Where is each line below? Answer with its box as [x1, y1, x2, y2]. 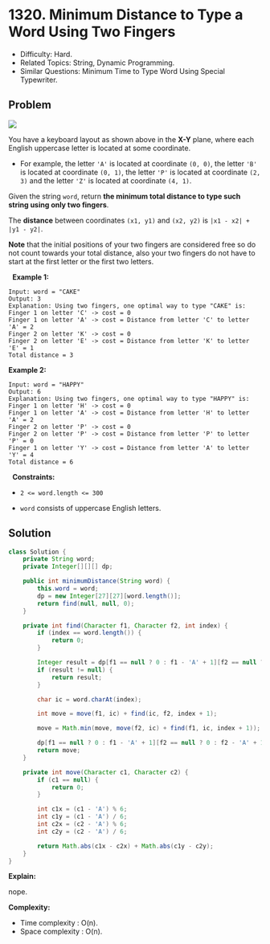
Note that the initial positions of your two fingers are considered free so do [8, 239, 256, 249]
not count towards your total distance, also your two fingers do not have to [8, 247, 256, 258]
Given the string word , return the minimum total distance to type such [8, 191, 241, 201]
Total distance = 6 [8, 458, 74, 466]
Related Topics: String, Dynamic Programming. [19, 58, 175, 67]
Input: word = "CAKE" [8, 288, 81, 296]
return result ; [51, 673, 103, 681]
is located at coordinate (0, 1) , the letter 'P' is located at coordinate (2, [19, 167, 261, 177]
